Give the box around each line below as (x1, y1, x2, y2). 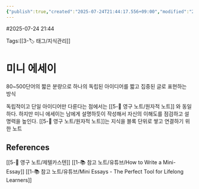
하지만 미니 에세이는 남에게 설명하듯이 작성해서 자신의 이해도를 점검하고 (18, 110, 184, 117)
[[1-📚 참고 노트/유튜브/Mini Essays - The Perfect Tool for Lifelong (25, 168, 184, 175)
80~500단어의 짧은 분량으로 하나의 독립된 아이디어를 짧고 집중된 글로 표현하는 (6, 82, 187, 89)
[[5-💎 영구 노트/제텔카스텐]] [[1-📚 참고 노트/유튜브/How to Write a (6, 159, 162, 166)
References (6, 142, 50, 152)
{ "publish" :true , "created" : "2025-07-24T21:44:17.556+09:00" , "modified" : (6, 8, 190, 15)
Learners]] (6, 177, 32, 184)
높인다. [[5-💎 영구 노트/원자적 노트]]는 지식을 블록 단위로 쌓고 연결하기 (21, 117, 184, 124)
